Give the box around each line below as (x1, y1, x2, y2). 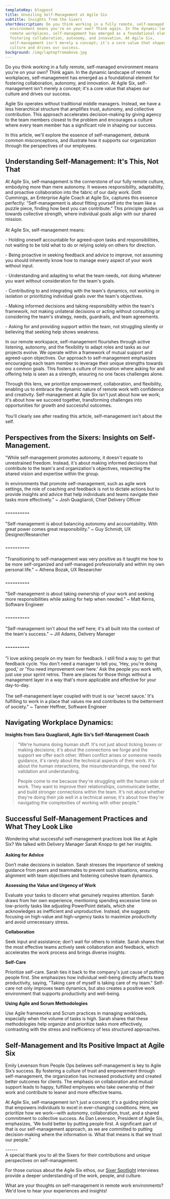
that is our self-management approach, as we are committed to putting (5, 1126, 153, 1132)
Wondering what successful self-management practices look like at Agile (5, 836, 158, 842)
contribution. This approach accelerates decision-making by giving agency (5, 111, 162, 117)
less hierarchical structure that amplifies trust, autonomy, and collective (5, 106, 154, 112)
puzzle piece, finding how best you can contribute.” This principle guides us (5, 206, 164, 212)
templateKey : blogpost (5, 7, 53, 13)
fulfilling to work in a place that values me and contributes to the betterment (5, 698, 163, 704)
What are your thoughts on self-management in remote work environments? (5, 1182, 163, 1188)
